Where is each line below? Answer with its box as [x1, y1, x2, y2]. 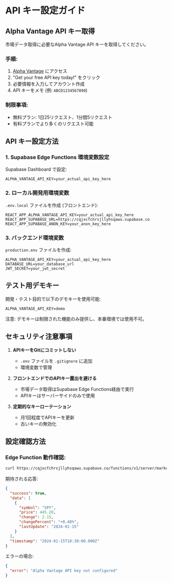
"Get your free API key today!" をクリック [12, 74, 101, 81]
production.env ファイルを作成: [5, 247, 72, 253]
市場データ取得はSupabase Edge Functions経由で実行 [20, 386, 134, 392]
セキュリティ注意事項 [5, 332, 73, 341]
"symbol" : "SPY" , [18, 505, 56, 510]
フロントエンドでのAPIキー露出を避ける [12, 375, 97, 381]
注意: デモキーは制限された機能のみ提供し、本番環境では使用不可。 [5, 315, 147, 322]
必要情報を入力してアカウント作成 [12, 81, 85, 87]
